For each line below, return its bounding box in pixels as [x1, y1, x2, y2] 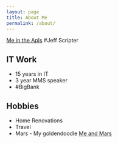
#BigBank [15, 83, 40, 91]
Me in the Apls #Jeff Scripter [6, 37, 79, 44]
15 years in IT [15, 70, 49, 78]
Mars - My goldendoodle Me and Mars [15, 130, 113, 137]
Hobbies [6, 101, 40, 111]
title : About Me [6, 15, 47, 21]
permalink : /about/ [6, 20, 56, 26]
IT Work [6, 54, 37, 64]
